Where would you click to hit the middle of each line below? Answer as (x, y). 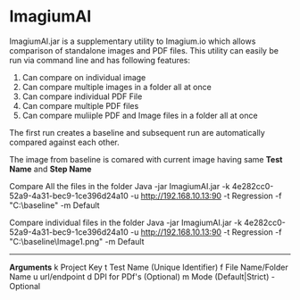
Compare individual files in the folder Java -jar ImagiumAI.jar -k (126, 222)
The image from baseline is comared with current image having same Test (146, 159)
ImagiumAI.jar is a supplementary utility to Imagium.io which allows (133, 41)
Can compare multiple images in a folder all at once (117, 87)
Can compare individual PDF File (82, 96)
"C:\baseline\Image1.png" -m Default (77, 241)
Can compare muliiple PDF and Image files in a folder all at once (140, 115)
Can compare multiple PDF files (80, 105)
